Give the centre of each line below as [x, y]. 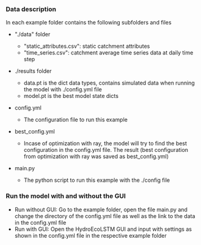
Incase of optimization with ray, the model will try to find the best [105, 143]
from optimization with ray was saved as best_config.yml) [96, 156]
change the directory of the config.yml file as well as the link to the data [105, 216]
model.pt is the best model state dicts [71, 96]
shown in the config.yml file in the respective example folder [90, 235]
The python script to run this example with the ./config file [97, 180]
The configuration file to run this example [75, 120]
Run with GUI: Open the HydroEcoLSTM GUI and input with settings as [103, 229]
